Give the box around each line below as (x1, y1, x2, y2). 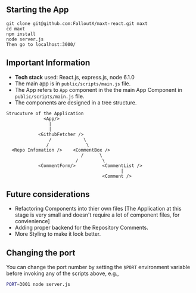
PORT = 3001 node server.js (6, 282, 70, 288)
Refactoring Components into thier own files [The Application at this (14, 205, 182, 212)
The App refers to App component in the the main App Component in (14, 86, 183, 93)
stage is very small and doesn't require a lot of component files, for (14, 211, 180, 218)
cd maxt (6, 26, 26, 32)
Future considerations (6, 189, 91, 199)
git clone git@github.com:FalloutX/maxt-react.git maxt (6, 20, 148, 26)
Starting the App (6, 5, 69, 15)
